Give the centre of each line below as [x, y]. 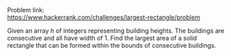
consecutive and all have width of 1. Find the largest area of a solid [102, 38]
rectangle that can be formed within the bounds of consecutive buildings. [112, 45]
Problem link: [26, 10]
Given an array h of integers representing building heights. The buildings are [116, 31]
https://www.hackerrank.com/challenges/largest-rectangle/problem [104, 17]
